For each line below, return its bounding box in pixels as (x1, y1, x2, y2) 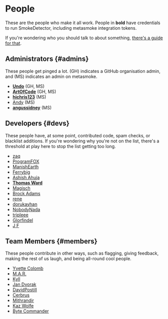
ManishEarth (12, 164, 39, 170)
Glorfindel (12, 217, 34, 223)
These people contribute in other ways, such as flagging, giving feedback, (5, 250, 159, 257)
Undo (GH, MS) (12, 83, 45, 89)
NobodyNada (12, 206, 41, 212)
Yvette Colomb (12, 265, 44, 272)
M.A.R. (12, 271, 27, 277)
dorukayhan (12, 201, 38, 207)
